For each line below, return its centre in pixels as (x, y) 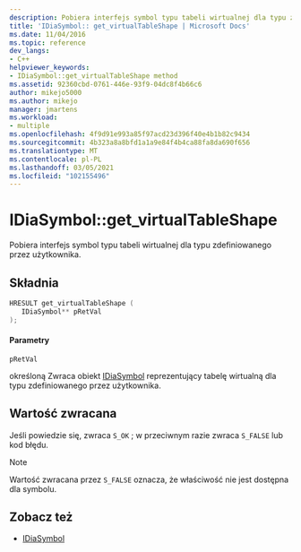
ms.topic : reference (48, 43)
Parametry (30, 341)
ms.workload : (34, 117)
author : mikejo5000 (46, 92)
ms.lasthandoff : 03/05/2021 (62, 168)
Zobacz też (41, 517)
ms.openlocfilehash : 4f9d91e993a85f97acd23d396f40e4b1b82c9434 (130, 134)
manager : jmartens (43, 109)
